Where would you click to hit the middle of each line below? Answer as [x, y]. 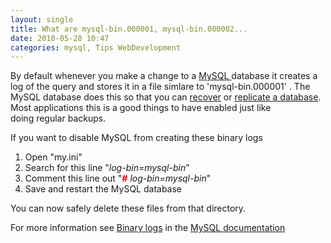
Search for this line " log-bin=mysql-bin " [107, 168]
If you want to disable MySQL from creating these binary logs [136, 138]
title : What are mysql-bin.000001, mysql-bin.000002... [129, 29]
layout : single [42, 19]
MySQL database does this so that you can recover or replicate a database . [166, 97]
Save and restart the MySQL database [103, 189]
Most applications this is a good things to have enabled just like [141, 108]
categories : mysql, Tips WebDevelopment [96, 47]
